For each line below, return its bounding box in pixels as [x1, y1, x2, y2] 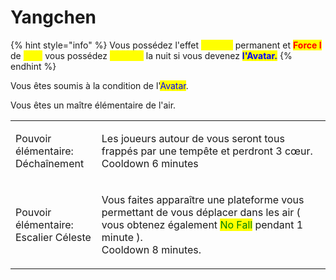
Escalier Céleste [15, 230, 92, 244]
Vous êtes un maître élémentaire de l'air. [10, 99, 177, 111]
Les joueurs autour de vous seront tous [101, 131, 285, 145]
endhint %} [10, 60, 57, 72]
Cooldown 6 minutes [101, 156, 199, 170]
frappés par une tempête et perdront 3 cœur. [101, 144, 313, 158]
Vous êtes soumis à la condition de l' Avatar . [10, 79, 189, 91]
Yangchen [10, 6, 97, 29]
